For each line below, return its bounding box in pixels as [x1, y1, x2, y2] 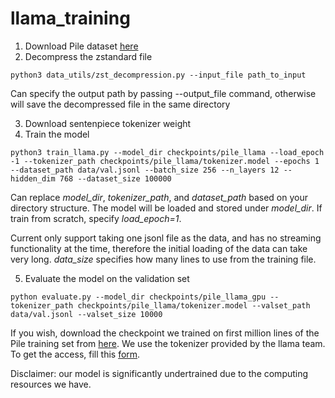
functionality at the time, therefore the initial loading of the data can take [10, 242, 308, 254]
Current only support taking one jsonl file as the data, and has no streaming [10, 232, 322, 244]
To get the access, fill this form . [10, 348, 141, 360]
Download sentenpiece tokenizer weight [24, 117, 192, 129]
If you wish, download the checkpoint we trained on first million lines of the [10, 327, 320, 339]
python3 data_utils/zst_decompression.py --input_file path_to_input [10, 70, 307, 80]
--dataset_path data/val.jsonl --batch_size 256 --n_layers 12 [10, 165, 280, 175]
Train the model [24, 128, 90, 140]
